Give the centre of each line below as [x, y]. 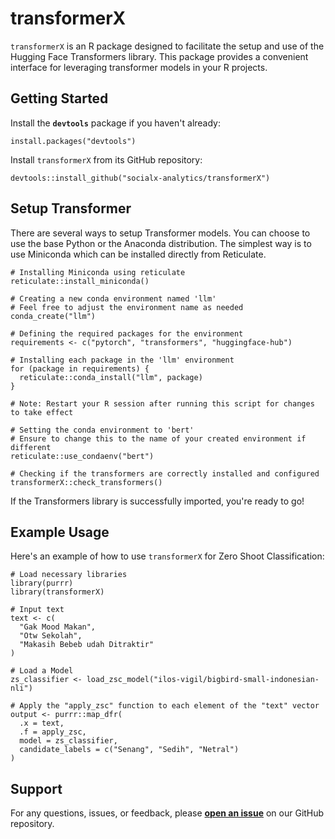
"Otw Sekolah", [51, 636]
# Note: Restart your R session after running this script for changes [162, 403]
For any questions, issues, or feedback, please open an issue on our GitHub [167, 813]
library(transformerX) [57, 592]
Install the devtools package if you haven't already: [116, 123]
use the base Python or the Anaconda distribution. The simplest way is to [161, 243]
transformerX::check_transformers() [86, 482]
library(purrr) [42, 583]
